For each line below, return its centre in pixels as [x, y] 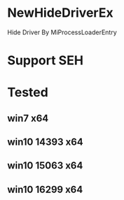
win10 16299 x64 [45, 189]
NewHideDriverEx [60, 13]
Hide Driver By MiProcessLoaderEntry [62, 32]
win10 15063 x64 [45, 166]
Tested [28, 93]
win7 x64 [28, 118]
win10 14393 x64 [45, 142]
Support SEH [46, 60]
